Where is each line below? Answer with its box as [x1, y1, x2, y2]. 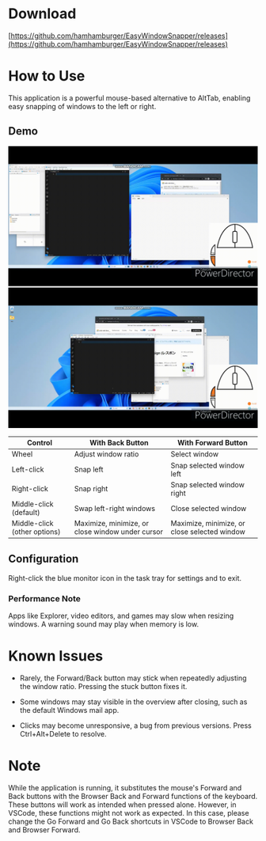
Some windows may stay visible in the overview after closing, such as [19, 697, 248, 707]
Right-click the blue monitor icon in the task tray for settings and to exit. [8, 573, 242, 582]
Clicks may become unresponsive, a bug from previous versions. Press [19, 721, 252, 730]
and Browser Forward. [8, 824, 81, 835]
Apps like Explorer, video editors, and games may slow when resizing [8, 611, 234, 621]
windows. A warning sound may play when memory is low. [8, 619, 199, 629]
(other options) [11, 527, 61, 536]
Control [26, 438, 53, 448]
